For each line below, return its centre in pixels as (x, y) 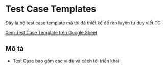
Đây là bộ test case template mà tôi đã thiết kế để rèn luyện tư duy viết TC (83, 23)
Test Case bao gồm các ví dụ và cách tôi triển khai (66, 61)
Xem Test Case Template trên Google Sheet (51, 32)
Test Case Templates (51, 9)
